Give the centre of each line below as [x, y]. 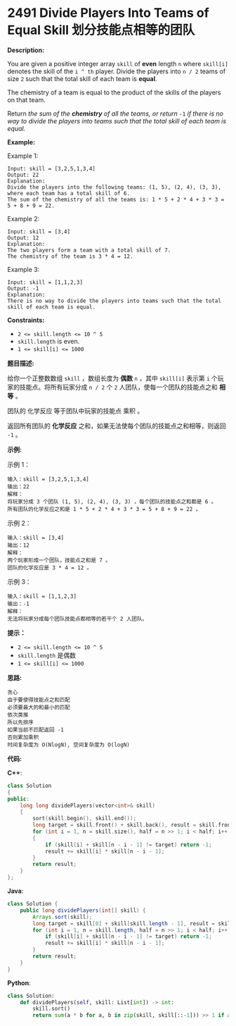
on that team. [26, 99]
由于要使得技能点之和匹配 [39, 700]
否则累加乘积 [23, 737]
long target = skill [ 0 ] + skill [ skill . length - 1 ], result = [124, 923]
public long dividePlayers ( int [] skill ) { [83, 910]
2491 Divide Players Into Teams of [108, 13]
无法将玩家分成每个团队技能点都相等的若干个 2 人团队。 [77, 619]
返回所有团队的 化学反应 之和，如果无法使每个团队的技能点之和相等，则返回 [117, 426]
